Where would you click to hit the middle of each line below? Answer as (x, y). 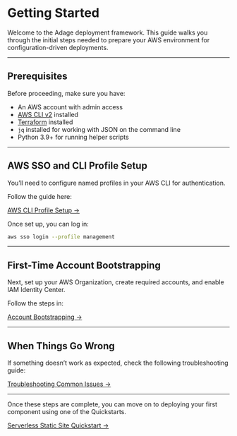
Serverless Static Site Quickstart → (58, 425)
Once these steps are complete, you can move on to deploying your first (112, 404)
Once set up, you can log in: (48, 224)
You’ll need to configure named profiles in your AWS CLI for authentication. (116, 183)
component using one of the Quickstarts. (67, 412)
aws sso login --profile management (61, 237)
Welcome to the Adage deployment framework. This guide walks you (108, 32)
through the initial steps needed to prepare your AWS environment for (109, 40)
